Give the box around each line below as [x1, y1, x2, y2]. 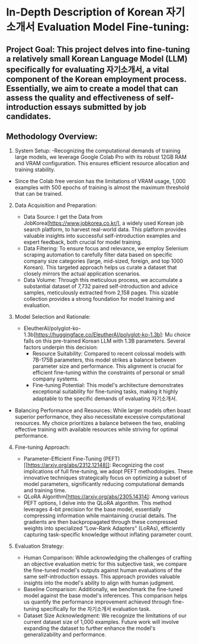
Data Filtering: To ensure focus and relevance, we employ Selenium [23, 245, 188, 252]
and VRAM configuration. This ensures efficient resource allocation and [14, 160, 190, 167]
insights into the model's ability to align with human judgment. [23, 579, 175, 586]
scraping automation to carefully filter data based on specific [23, 251, 173, 259]
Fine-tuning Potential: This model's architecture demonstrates [32, 382, 184, 389]
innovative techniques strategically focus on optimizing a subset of [23, 474, 187, 482]
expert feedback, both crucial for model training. [23, 238, 142, 246]
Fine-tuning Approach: [14, 444, 70, 451]
